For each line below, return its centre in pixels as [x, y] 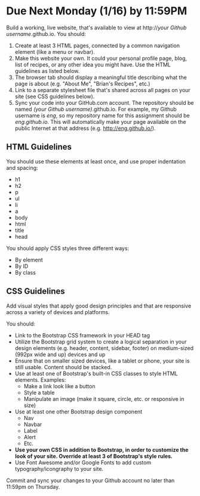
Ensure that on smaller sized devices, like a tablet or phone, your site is [102, 361]
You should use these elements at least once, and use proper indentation [96, 161]
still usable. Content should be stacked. [63, 367]
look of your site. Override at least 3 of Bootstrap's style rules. [94, 456]
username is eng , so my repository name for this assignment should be [102, 115]
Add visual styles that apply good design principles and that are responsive [99, 306]
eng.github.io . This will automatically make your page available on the [100, 121]
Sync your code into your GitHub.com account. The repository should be [104, 102]
